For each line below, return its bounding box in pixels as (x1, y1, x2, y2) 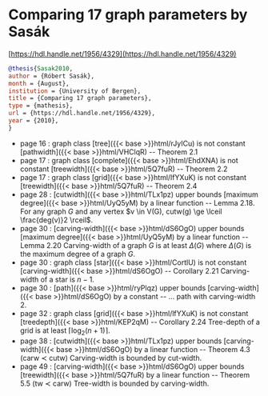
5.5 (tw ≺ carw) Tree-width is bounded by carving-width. (19, 378, 210, 388)
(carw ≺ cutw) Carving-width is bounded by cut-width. (19, 353, 202, 362)
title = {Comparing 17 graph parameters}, (8, 94, 152, 102)
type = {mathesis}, (8, 102, 74, 110)
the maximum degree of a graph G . (19, 249, 136, 258)
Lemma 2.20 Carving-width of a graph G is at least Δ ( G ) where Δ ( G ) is (19, 240, 252, 250)
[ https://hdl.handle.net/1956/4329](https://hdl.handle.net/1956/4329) (8, 49, 237, 58)
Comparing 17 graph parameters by (8, 6, 248, 24)
